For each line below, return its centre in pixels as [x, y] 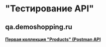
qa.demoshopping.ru [39, 27]
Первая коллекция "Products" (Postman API [53, 40]
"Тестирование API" [50, 9]
